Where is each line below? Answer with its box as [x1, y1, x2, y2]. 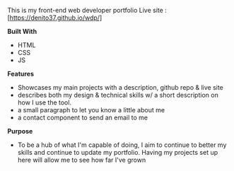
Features [7, 70, 34, 78]
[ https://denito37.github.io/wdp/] [7, 13, 103, 22]
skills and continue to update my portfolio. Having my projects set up [17, 148, 218, 156]
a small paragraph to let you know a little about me [17, 106, 165, 114]
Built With [7, 28, 37, 35]
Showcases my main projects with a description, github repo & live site [17, 83, 224, 91]
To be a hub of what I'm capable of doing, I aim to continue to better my [17, 141, 227, 149]
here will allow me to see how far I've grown [17, 155, 146, 164]
